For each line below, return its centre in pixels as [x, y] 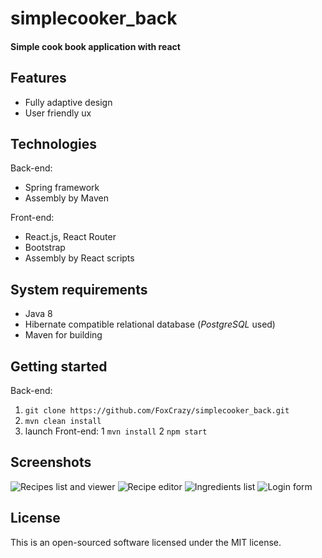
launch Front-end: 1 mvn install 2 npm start [116, 431]
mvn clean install [63, 422]
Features [38, 78]
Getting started [59, 366]
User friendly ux [58, 113]
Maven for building [63, 335]
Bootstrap [45, 248]
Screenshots [51, 462]
